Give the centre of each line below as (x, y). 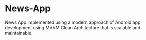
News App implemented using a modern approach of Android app (73, 22)
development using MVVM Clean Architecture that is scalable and (73, 27)
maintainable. (19, 33)
